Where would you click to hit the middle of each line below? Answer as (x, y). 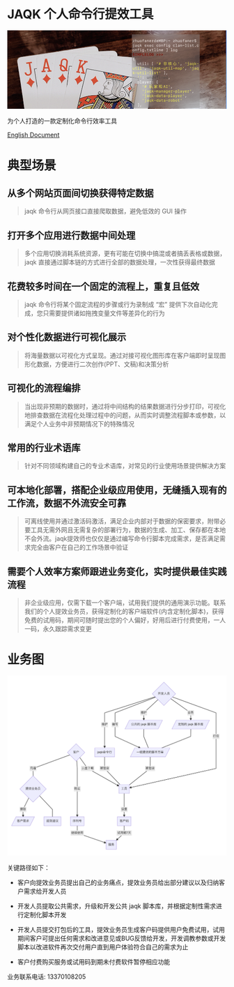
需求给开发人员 (45, 891)
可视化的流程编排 (44, 388)
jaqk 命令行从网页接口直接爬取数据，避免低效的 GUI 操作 (105, 211)
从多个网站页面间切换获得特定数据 (80, 193)
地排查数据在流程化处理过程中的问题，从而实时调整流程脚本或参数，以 (125, 415)
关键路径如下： (29, 867)
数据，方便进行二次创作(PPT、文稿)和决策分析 (103, 364)
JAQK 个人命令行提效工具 (81, 14)
